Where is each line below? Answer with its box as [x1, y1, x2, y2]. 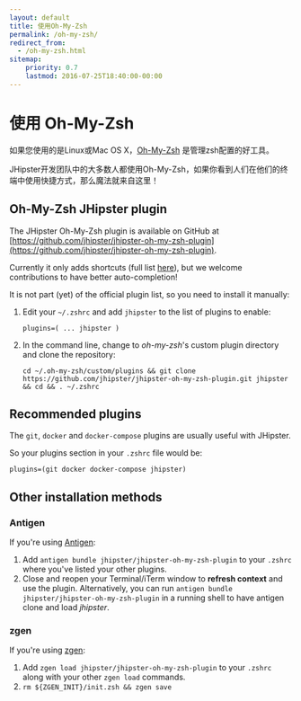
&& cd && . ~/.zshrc [22, 382, 100, 391]
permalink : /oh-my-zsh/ [9, 30, 99, 39]
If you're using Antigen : [9, 537, 96, 547]
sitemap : [9, 55, 42, 64]
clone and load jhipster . [22, 602, 110, 612]
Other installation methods [9, 489, 163, 504]
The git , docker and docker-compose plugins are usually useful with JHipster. [9, 430, 291, 441]
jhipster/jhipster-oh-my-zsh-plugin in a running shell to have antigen [22, 592, 285, 603]
